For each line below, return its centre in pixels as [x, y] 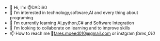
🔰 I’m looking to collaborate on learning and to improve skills [70, 28]
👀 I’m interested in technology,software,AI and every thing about [74, 13]
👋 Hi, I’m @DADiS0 [28, 7]
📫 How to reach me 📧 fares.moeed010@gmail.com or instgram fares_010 [82, 33]
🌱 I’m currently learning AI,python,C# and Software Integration [72, 23]
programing [21, 18]
